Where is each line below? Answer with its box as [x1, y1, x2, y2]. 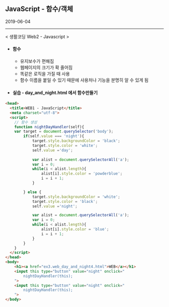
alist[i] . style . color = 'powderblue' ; [41, 171, 123, 176]
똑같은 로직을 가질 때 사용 [20, 71, 70, 77]
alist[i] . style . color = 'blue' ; [41, 227, 109, 232]
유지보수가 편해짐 [20, 58, 54, 64]
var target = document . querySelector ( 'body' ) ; [14, 129, 114, 134]
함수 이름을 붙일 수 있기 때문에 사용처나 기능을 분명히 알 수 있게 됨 [20, 77, 149, 83]
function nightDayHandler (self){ [14, 124, 84, 129]
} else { [23, 189, 42, 195]
